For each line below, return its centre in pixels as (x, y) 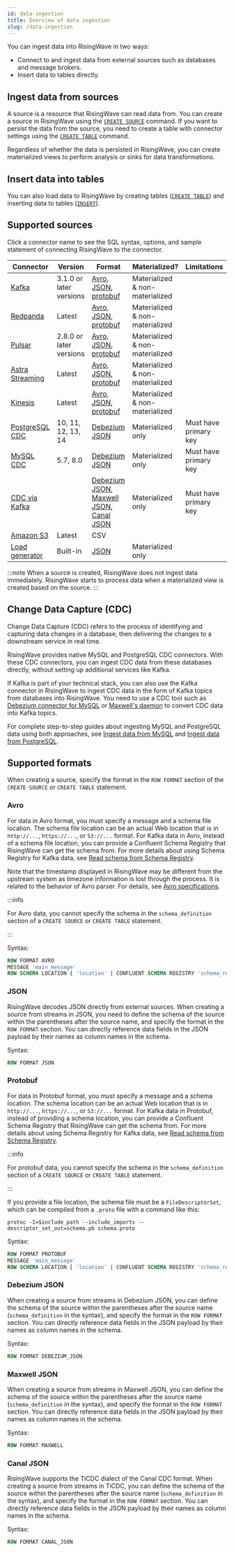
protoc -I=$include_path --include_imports (71, 1222)
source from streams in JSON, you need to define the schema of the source (116, 1014)
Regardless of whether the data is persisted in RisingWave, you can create (114, 150)
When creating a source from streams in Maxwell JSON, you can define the (116, 1389)
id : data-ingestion (36, 14)
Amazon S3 (30, 535)
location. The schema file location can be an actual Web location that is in (113, 828)
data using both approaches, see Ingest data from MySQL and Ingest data (114, 734)
